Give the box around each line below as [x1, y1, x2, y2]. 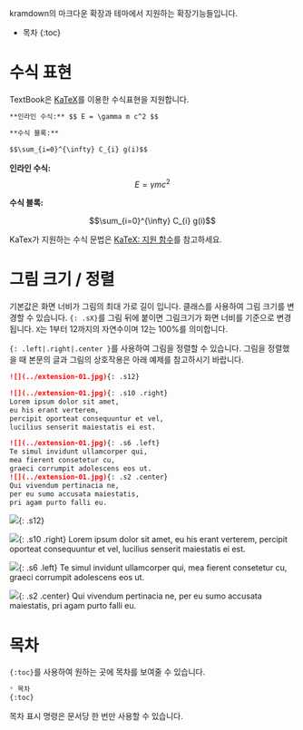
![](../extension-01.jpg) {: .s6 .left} [9, 439, 161, 448]
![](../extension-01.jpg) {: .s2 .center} [9, 472, 169, 482]
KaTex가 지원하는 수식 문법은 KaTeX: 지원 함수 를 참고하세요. [9, 234, 222, 245]
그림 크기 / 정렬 [9, 269, 115, 290]
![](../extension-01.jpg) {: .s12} [9, 373, 141, 382]
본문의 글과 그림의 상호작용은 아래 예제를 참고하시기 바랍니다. [28, 355, 244, 365]
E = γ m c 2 [134, 177, 171, 190]
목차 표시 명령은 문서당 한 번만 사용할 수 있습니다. [9, 711, 184, 722]
